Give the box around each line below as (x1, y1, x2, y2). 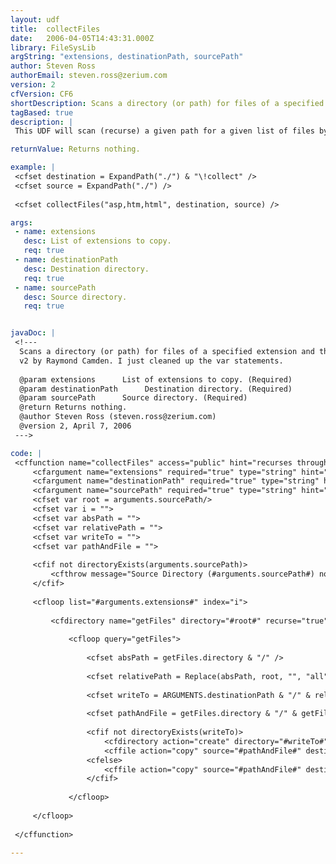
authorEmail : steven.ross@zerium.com (10, 71, 168, 81)
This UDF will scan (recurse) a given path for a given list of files (14, 126, 315, 136)
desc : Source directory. (23, 292, 128, 302)
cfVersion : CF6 (10, 89, 74, 99)
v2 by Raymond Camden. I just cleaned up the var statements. (19, 356, 284, 366)
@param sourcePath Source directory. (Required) (19, 393, 248, 403)
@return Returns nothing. (19, 402, 128, 413)
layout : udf (10, 14, 60, 25)
